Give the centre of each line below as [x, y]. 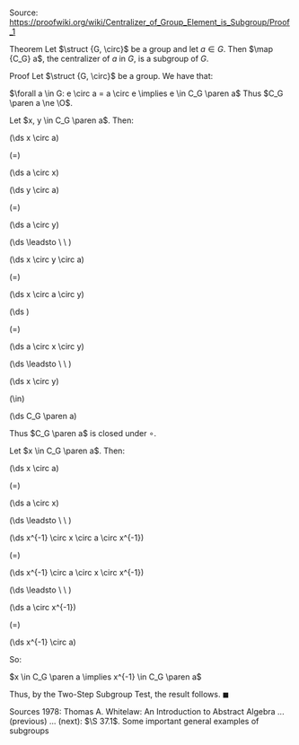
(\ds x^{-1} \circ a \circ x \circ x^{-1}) [77, 573]
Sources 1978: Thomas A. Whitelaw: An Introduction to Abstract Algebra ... [147, 712]
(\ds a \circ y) [35, 225]
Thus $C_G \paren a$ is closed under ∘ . [83, 434]
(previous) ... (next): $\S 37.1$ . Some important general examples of [134, 722]
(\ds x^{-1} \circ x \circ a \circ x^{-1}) [77, 538]
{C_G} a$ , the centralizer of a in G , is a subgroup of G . [109, 59]
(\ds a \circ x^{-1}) [43, 608]
